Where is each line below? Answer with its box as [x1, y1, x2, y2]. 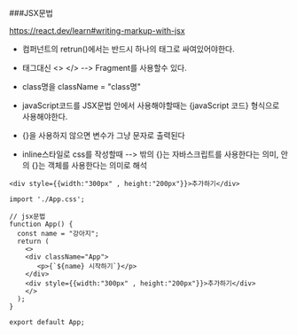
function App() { [9, 220, 74, 229]
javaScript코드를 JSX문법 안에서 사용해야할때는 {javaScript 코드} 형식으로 [21, 100, 280, 111]
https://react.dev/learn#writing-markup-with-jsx [9, 26, 185, 35]
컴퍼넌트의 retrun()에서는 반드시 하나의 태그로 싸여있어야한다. [21, 43, 235, 54]
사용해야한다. [21, 112, 68, 121]
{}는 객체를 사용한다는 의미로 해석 [31, 160, 148, 170]
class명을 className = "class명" [21, 82, 142, 91]
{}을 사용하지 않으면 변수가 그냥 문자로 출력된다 [21, 130, 185, 140]
